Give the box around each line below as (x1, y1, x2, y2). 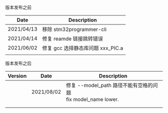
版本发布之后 (5, 60, 31, 66)
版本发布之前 (5, 4, 31, 10)
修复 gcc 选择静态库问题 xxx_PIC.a (42, 44, 123, 51)
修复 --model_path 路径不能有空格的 (65, 82, 153, 88)
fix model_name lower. (65, 96, 119, 102)
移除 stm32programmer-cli (42, 26, 106, 32)
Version (7, 72, 27, 79)
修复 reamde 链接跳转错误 (42, 35, 103, 42)
